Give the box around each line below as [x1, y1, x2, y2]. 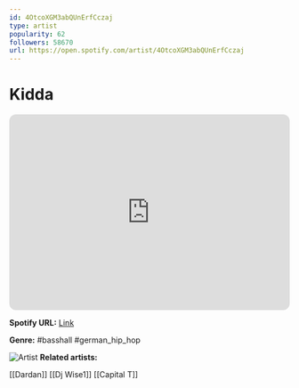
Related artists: [39, 352, 98, 363]
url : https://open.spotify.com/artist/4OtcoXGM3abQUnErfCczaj [9, 46, 245, 55]
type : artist [9, 21, 58, 30]
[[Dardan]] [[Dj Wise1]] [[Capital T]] [9, 369, 139, 380]
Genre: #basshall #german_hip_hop [9, 335, 141, 345]
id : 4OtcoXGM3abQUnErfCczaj [9, 12, 114, 22]
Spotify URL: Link [9, 318, 75, 328]
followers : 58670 [9, 37, 74, 47]
